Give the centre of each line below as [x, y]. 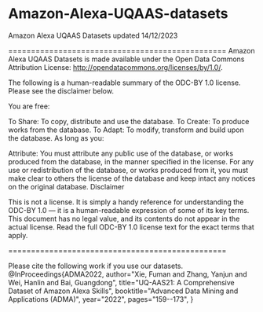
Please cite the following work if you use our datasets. [96, 266]
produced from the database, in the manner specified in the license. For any [131, 161]
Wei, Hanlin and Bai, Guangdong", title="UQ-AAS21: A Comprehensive [121, 282]
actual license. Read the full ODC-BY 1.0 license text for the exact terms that [131, 227]
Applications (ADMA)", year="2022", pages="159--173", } [101, 299]
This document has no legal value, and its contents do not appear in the [124, 218]
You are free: [29, 106]
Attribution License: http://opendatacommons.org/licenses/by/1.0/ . [115, 67]
